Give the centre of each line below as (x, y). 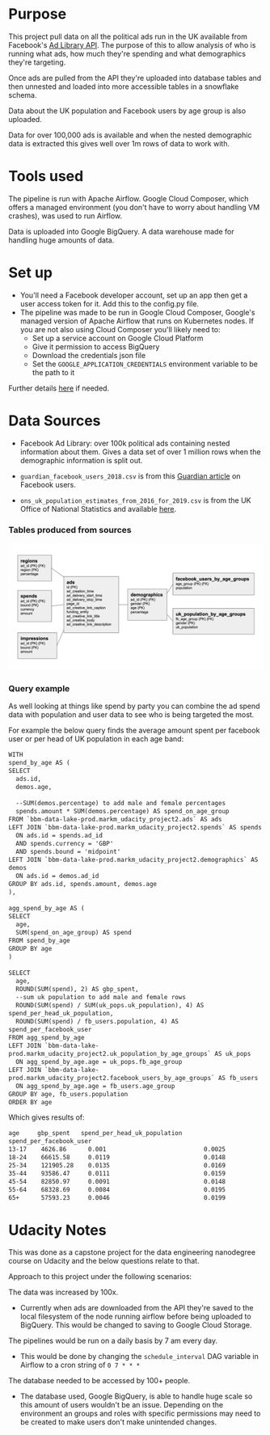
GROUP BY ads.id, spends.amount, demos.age (83, 884)
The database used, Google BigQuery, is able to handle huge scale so (136, 1396)
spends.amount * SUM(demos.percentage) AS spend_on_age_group (122, 812)
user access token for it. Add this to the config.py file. (110, 303)
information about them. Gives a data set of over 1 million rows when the (140, 452)
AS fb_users (238, 1078)
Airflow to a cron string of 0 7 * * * (80, 1365)
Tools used (46, 177)
